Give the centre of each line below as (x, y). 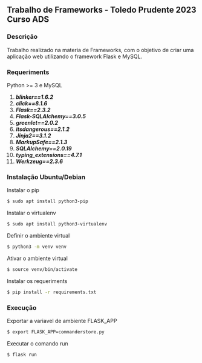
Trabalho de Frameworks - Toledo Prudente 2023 (102, 10)
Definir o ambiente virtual (38, 236)
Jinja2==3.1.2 (33, 135)
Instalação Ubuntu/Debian (46, 177)
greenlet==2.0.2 (37, 122)
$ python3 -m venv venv (37, 247)
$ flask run (22, 355)
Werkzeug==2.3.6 (39, 161)
